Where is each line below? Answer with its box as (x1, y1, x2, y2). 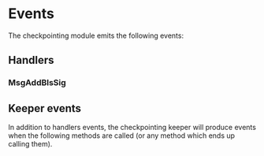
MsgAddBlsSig (8, 77, 67, 88)
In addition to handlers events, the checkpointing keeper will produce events (8, 123, 256, 132)
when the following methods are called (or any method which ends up (8, 131, 235, 140)
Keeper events (8, 102, 81, 115)
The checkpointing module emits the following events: (8, 31, 184, 40)
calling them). (8, 139, 53, 149)
